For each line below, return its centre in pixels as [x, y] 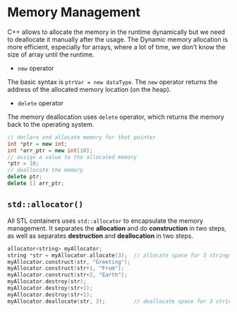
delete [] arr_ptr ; [36, 184]
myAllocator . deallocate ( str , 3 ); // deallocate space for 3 [110, 301]
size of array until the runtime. [51, 54]
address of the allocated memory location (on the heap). [89, 89]
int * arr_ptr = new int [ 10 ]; [50, 150]
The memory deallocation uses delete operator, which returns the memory [116, 117]
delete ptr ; [25, 177]
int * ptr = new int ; [38, 144]
